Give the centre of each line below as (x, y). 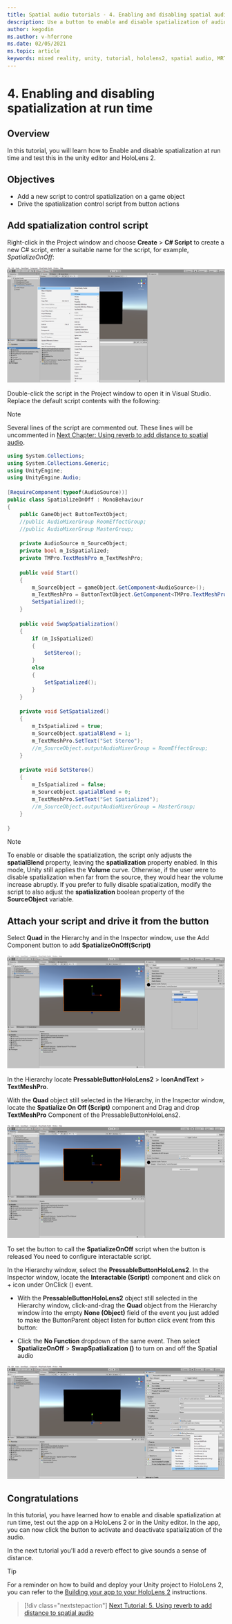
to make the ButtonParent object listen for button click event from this (116, 1320)
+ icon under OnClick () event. (50, 1285)
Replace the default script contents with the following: (84, 400)
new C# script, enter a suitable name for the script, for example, (98, 249)
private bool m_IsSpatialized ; (65, 551)
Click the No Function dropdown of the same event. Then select (108, 1341)
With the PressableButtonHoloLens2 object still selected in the (107, 1298)
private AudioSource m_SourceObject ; (74, 544)
